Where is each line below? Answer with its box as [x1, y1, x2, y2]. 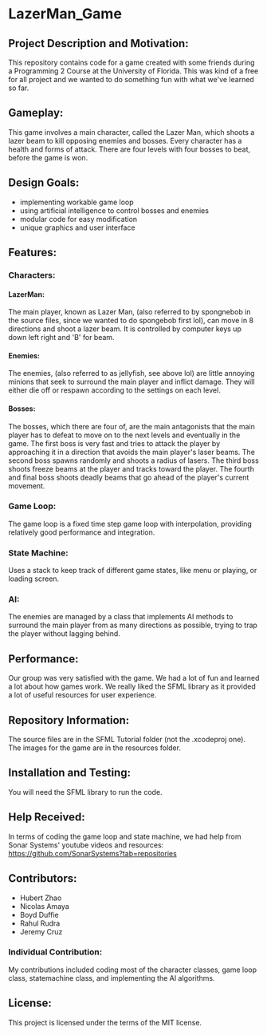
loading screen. [8, 574, 60, 583]
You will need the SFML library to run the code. [8, 787, 163, 796]
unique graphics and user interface [19, 223, 135, 232]
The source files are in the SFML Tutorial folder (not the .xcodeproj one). [8, 735, 245, 745]
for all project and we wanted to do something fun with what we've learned [8, 75, 255, 84]
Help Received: [8, 811, 85, 824]
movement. [8, 480, 45, 491]
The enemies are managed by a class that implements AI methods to [8, 612, 234, 622]
